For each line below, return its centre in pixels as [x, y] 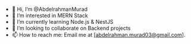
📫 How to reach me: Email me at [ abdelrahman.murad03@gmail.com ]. [98, 35]
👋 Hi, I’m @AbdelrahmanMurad [50, 9]
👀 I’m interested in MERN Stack [50, 15]
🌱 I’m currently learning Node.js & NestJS [62, 22]
